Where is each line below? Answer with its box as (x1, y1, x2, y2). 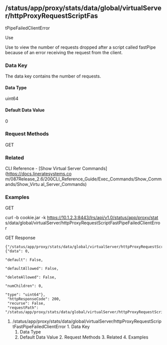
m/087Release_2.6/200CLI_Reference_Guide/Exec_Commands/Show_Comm (5, 176, 162, 182)
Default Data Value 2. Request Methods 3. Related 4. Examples (19, 334, 149, 340)
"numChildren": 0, (5, 283, 43, 289)
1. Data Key (67, 324, 90, 330)
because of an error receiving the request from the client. (5, 49, 123, 55)
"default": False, (5, 258, 43, 262)
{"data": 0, (5, 249, 30, 254)
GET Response (5, 235, 36, 241)
